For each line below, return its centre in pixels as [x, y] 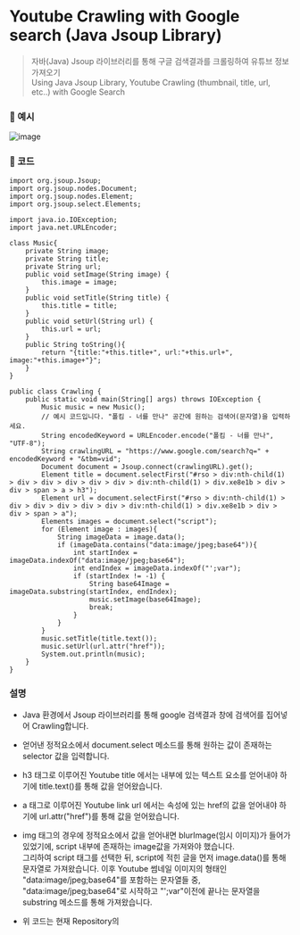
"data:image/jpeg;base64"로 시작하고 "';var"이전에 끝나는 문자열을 [141, 890]
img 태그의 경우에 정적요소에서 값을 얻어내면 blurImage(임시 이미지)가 [145, 835]
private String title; [67, 259]
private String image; [67, 251]
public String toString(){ [75, 344]
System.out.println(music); [93, 654]
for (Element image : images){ [100, 529]
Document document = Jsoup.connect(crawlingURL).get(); [147, 467]
